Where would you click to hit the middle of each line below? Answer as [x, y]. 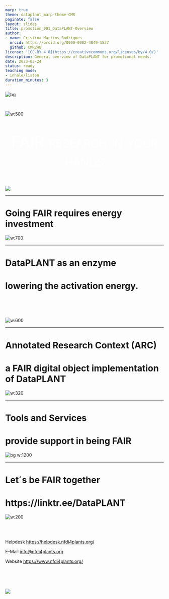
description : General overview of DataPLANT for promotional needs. [78, 57]
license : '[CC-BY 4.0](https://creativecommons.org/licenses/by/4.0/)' [82, 52]
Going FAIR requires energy [64, 213]
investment [29, 224]
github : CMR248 [26, 47]
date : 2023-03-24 [23, 61]
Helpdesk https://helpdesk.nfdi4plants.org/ [50, 542]
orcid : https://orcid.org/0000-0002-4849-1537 [59, 43]
